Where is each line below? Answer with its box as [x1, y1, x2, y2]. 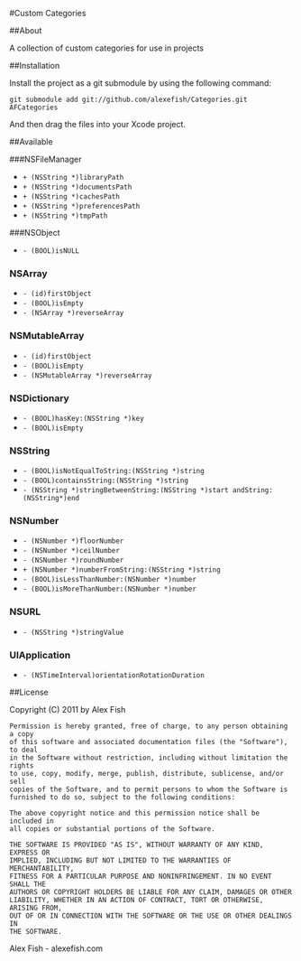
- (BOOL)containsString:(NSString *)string [22, 476, 189, 486]
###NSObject [9, 228, 60, 238]
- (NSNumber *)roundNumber [22, 555, 124, 565]
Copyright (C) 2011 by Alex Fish [9, 704, 126, 715]
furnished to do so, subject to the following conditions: [9, 793, 236, 802]
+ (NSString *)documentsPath [22, 182, 132, 191]
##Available [9, 136, 53, 147]
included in [9, 816, 54, 826]
